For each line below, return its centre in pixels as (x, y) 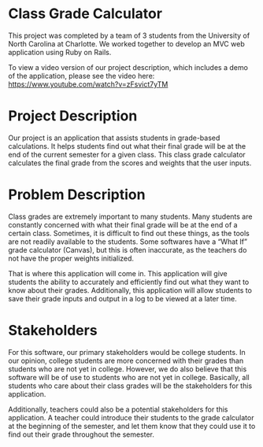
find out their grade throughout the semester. (81, 434)
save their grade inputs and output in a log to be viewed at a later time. (123, 298)
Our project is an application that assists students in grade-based (114, 138)
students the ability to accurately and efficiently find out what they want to (129, 282)
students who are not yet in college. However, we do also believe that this (128, 369)
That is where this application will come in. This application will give (118, 273)
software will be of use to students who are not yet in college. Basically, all (129, 377)
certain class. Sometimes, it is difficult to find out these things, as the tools (129, 233)
